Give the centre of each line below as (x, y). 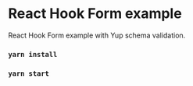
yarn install (33, 54)
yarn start (29, 73)
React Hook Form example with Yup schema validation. (97, 35)
